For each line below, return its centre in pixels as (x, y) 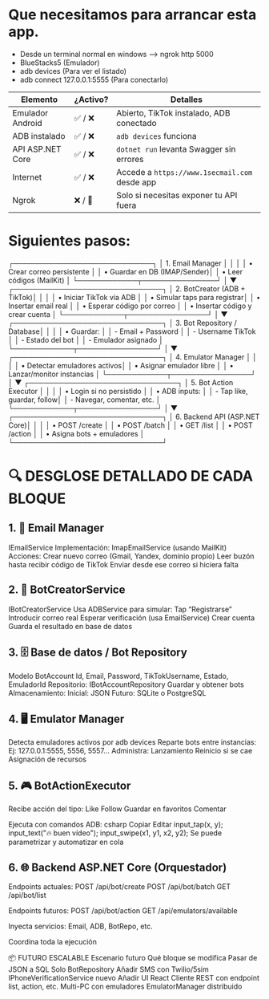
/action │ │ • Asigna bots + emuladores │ (76, 433)
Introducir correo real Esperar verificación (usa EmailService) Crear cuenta (132, 617)
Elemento (40, 99)
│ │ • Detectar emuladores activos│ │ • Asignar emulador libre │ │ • (121, 365)
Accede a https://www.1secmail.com (184, 172)
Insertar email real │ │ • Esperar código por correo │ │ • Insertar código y (130, 306)
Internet (27, 177)
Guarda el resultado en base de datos (70, 626)
